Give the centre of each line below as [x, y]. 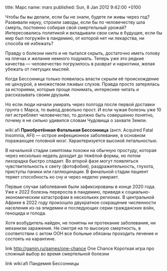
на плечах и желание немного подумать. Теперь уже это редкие [74, 58]
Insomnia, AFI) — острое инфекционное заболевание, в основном [75, 135]
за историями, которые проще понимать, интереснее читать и [72, 89]
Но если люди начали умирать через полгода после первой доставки [80, 104]
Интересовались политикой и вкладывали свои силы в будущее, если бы [84, 33]
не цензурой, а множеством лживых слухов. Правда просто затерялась [82, 84]
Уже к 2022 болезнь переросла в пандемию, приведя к [65, 192]
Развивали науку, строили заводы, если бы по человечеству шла [75, 22]
